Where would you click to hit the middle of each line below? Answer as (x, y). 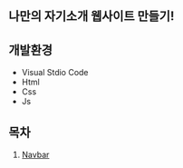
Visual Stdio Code (55, 73)
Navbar (35, 155)
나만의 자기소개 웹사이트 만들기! (91, 16)
